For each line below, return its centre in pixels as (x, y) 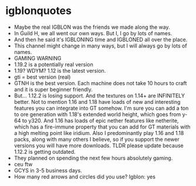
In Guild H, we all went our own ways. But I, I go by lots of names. (93, 33)
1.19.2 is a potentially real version (53, 64)
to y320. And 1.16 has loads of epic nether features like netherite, (100, 120)
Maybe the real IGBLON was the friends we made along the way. (92, 27)
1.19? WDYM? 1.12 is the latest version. (60, 70)
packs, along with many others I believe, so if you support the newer (97, 139)
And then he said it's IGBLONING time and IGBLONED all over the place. (101, 39)
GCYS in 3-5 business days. (48, 170)
